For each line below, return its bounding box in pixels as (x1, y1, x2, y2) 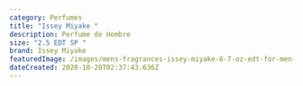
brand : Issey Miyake (9, 47, 87, 56)
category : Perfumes (9, 13, 83, 22)
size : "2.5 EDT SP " (9, 38, 87, 47)
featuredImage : (9, 55, 67, 64)
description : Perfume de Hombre (9, 30, 131, 39)
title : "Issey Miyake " (9, 21, 99, 30)
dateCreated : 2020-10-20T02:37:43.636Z (9, 64, 160, 73)
